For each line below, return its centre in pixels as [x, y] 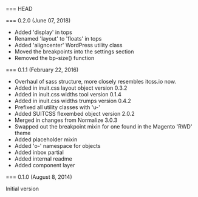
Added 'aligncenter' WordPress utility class [68, 45]
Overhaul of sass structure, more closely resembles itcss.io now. [95, 82]
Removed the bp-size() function [54, 58]
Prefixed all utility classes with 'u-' [57, 107]
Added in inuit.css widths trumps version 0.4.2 [73, 101]
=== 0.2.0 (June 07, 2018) [38, 20]
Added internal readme [43, 159]
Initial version [22, 189]
